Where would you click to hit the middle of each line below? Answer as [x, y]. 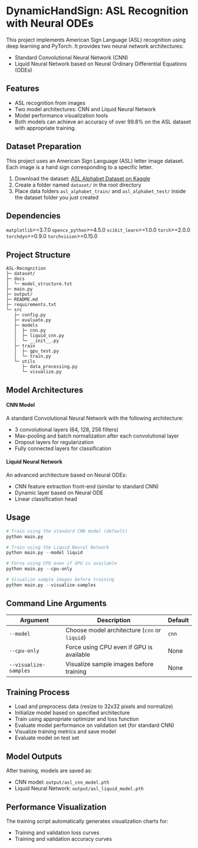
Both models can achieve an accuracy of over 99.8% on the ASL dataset [103, 122]
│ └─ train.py [32, 356]
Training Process [38, 692]
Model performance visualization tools [61, 115]
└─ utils [24, 361]
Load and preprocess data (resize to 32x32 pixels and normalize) [94, 706]
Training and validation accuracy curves [63, 839]
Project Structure [38, 255]
